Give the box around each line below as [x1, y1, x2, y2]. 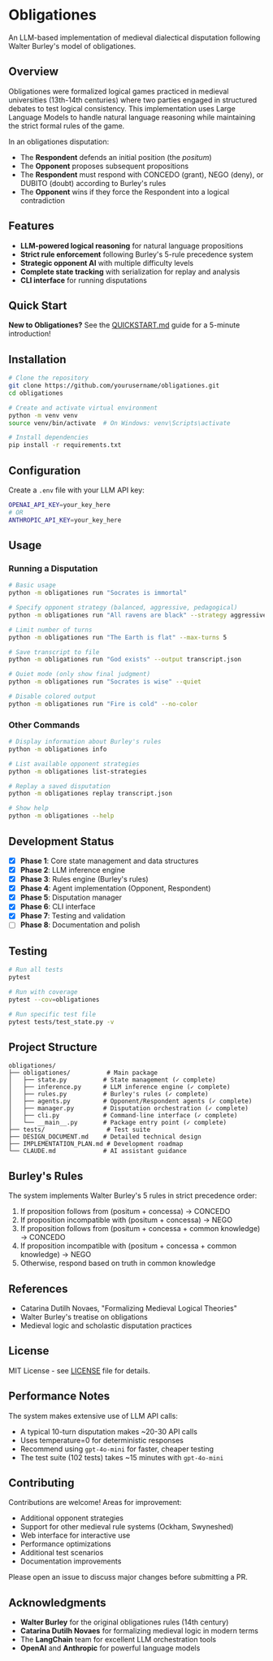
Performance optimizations [19, 1539, 111, 1549]
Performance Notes [8, 1390, 110, 1403]
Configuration [8, 463, 81, 477]
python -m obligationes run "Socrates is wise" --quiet [8, 678, 201, 686]
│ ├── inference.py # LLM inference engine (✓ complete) [8, 1083, 231, 1091]
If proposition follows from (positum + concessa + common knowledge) [19, 1224, 261, 1234]
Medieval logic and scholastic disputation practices [19, 1321, 193, 1330]
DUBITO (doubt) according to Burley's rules [19, 178, 167, 188]
